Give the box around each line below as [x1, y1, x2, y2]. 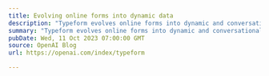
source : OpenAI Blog [8, 42, 78, 50]
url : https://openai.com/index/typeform [8, 49, 146, 57]
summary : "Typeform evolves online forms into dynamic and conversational [8, 26, 263, 34]
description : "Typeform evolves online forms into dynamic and [8, 19, 224, 27]
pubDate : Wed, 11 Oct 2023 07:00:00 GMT [8, 34, 146, 42]
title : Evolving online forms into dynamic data [8, 11, 174, 20]
